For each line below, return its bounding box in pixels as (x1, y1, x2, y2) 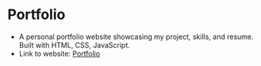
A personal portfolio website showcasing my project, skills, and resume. (18, 32, 255, 41)
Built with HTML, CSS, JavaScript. (18, 40, 130, 49)
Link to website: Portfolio (18, 49, 101, 58)
